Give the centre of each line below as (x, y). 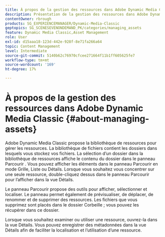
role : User (16, 37)
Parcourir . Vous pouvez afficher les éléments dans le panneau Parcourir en (82, 164)
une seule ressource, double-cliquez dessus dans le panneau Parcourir (77, 174)
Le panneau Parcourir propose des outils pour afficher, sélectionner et (76, 189)
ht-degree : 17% (21, 69)
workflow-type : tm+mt (27, 60)
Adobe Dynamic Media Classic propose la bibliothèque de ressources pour (81, 143)
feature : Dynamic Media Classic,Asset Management (57, 33)
